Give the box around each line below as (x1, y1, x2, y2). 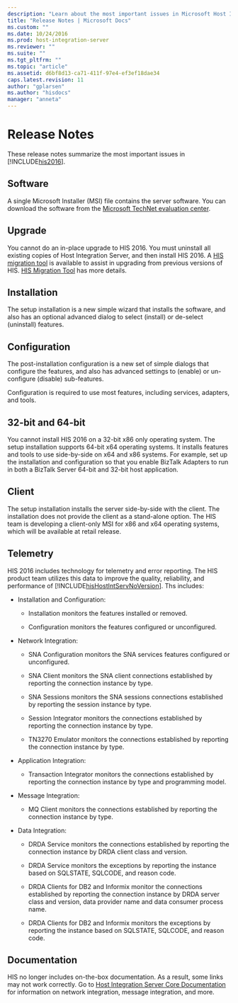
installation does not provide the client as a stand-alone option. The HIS (7, 512, 217, 520)
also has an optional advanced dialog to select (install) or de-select (7, 313, 203, 321)
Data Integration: (17, 826, 67, 835)
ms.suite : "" (7, 50, 46, 57)
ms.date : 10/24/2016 (7, 30, 69, 38)
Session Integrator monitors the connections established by (28, 713, 203, 722)
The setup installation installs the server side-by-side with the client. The (7, 504, 220, 513)
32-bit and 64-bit (7, 416, 86, 428)
